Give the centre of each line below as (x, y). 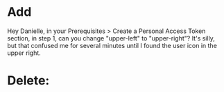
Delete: (28, 81)
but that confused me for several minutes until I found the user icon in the (112, 45)
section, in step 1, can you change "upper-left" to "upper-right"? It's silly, (111, 38)
